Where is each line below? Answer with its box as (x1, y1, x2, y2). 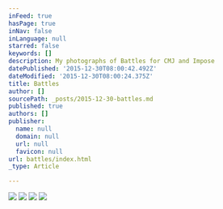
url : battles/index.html (8, 155, 92, 163)
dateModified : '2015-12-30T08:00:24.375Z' (8, 72, 154, 80)
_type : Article (8, 163, 60, 171)
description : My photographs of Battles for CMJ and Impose (8, 58, 216, 66)
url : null (15, 139, 48, 148)
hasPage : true (8, 19, 57, 28)
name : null (15, 125, 53, 133)
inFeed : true (8, 11, 53, 20)
